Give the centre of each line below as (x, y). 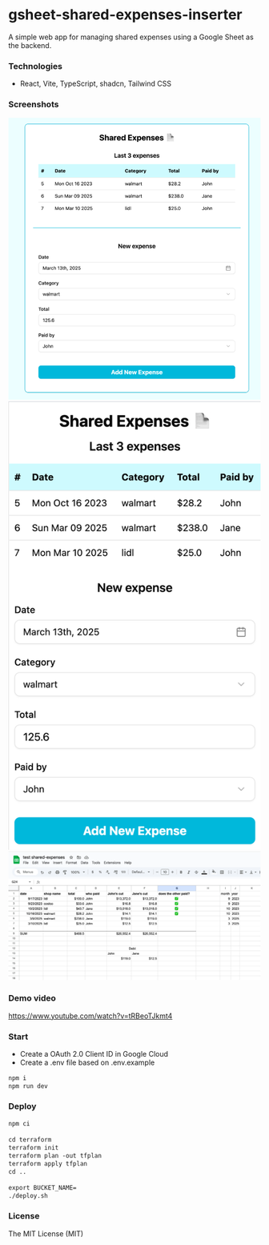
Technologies (35, 66)
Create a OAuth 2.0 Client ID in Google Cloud (94, 1054)
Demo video (32, 998)
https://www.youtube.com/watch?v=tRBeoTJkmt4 (90, 1016)
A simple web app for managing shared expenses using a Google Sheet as (131, 37)
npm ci (19, 1124)
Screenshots (34, 104)
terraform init (34, 1148)
